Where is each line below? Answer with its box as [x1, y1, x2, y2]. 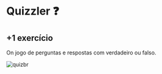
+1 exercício [6, 32, 53, 43]
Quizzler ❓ [6, 4, 59, 18]
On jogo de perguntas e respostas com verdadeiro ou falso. [6, 49, 156, 56]
